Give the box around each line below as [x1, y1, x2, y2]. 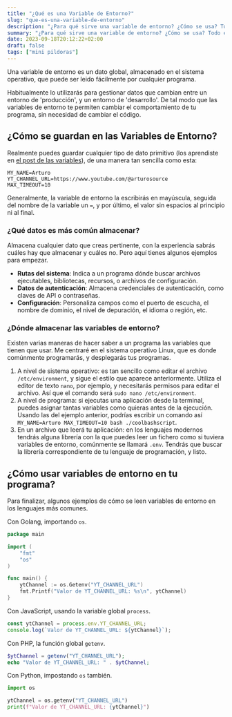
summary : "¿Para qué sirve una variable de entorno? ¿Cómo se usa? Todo [7, 29, 221, 37]
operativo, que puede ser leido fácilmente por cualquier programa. [7, 75, 197, 83]
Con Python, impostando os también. [7, 671, 113, 680]
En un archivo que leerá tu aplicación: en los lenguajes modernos [17, 426, 204, 434]
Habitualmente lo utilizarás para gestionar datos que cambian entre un [7, 88, 207, 97]
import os [7, 685, 36, 691]
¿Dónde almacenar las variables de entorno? [7, 323, 160, 332]
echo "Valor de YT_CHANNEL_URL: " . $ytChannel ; [7, 659, 150, 666]
